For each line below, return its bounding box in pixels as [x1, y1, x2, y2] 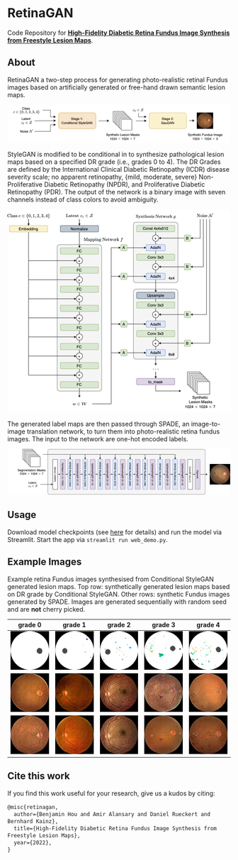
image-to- [191, 420, 221, 429]
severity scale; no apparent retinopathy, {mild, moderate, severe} [7, 172, 198, 182]
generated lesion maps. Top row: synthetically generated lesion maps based [7, 582, 230, 590]
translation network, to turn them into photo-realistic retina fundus [27, 427, 220, 436]
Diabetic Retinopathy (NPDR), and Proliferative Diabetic [43, 180, 205, 189]
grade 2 [107, 621, 131, 629]
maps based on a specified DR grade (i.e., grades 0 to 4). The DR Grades [7, 158, 221, 166]
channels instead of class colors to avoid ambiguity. [7, 195, 159, 204]
